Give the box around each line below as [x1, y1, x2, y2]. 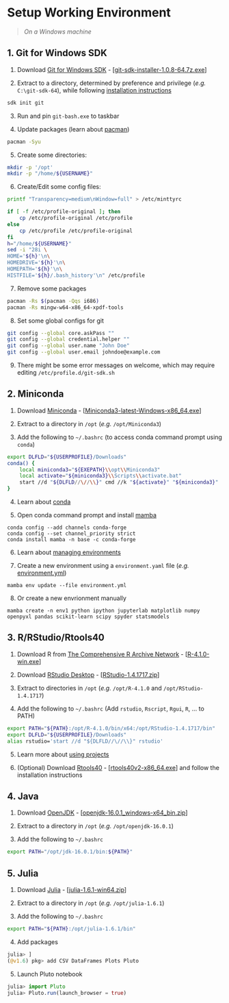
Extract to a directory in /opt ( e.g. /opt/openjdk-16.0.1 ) [16, 822, 174, 830]
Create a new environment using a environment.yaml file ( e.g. [16, 562, 189, 570]
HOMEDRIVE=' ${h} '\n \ [7, 259, 66, 267]
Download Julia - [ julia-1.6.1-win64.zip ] [16, 886, 127, 893]
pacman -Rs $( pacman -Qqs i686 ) [7, 297, 99, 304]
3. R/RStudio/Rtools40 [7, 632, 105, 643]
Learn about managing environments [16, 548, 121, 556]
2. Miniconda [7, 388, 64, 400]
